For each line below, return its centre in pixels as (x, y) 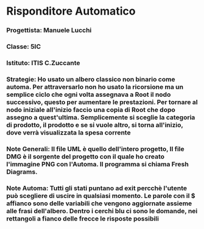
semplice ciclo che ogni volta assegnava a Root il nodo (89, 94)
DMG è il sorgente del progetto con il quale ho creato (86, 157)
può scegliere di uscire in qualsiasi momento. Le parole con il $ (101, 196)
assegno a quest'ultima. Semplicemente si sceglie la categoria (101, 117)
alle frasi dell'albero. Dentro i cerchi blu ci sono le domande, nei (102, 211)
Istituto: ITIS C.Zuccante (43, 63)
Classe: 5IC (24, 47)
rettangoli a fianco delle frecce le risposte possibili (83, 219)
